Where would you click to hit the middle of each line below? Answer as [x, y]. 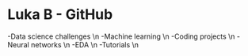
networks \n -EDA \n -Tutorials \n [85, 44]
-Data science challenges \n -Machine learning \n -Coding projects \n [121, 36]
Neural [18, 44]
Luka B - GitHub [60, 15]
